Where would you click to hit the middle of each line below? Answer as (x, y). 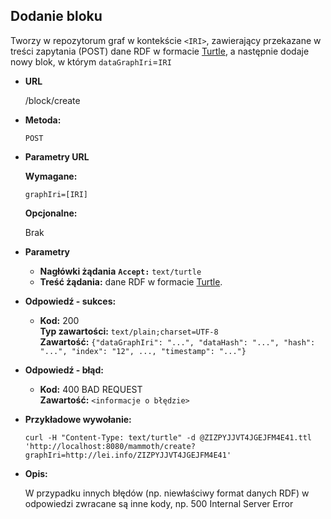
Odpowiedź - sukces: (70, 301)
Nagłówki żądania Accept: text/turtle (120, 271)
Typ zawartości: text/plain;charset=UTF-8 (129, 331)
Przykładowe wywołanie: (78, 419)
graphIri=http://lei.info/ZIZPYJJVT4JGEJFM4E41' (128, 455)
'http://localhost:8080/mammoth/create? (110, 446)
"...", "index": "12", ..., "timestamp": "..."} (143, 351)
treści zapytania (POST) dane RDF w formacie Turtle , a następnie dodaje (160, 51)
